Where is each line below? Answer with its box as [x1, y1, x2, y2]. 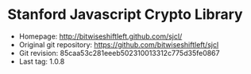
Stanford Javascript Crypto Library [7, 6, 243, 24]
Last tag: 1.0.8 [18, 57, 65, 66]
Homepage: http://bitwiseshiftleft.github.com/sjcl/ [18, 31, 183, 41]
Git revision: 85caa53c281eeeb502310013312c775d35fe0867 [18, 48, 220, 57]
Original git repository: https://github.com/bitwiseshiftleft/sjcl [18, 39, 219, 49]
